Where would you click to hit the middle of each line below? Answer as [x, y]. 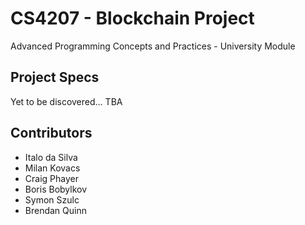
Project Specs [55, 77]
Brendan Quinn [55, 210]
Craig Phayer [51, 178]
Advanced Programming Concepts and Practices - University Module [153, 46]
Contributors [51, 133]
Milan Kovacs [52, 168]
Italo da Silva [51, 157]
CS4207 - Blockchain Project [132, 18]
